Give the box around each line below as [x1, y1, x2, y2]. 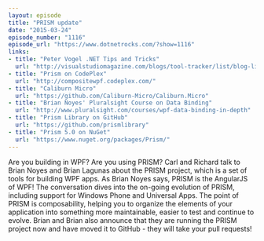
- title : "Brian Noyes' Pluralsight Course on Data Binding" [8, 99, 213, 107]
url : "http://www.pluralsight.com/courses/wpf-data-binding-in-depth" [15, 107, 251, 115]
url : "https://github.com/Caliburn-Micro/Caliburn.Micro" [15, 92, 210, 100]
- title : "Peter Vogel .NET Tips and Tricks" [8, 56, 159, 64]
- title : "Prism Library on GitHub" [8, 114, 128, 122]
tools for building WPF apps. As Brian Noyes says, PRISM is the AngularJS [8, 173, 248, 183]
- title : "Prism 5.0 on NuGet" [8, 128, 111, 136]
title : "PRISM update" [8, 19, 82, 27]
